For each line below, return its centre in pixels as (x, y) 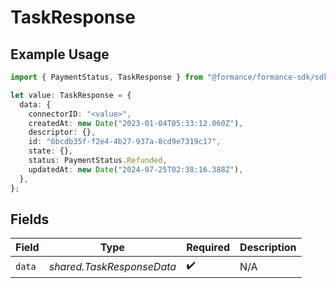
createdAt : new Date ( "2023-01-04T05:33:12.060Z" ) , (136, 123)
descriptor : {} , (62, 132)
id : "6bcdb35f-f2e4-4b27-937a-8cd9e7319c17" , (125, 142)
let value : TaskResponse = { (71, 95)
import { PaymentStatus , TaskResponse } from (106, 77)
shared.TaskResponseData (112, 266)
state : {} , (51, 151)
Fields (30, 219)
